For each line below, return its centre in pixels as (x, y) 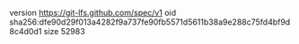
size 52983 (64, 31)
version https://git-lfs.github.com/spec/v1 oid (93, 13)
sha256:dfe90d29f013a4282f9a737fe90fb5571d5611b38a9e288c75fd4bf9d (150, 22)
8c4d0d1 (26, 31)
